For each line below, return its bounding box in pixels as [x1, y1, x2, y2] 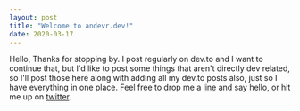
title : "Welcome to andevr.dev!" [9, 21, 134, 30]
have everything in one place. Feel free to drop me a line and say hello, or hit [9, 82, 291, 93]
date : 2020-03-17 [9, 29, 74, 38]
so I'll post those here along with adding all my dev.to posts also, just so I [9, 73, 279, 83]
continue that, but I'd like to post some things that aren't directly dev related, [9, 63, 290, 74]
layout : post [9, 12, 58, 22]
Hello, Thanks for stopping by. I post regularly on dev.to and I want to [9, 54, 263, 65]
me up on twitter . [9, 91, 72, 102]
